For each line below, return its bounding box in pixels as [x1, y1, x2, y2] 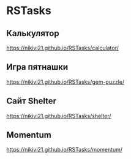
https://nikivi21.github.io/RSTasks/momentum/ [6, 146, 123, 153]
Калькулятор [6, 28, 59, 39]
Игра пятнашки [6, 62, 69, 72]
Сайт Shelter [6, 96, 57, 106]
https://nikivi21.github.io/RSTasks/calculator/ [6, 44, 119, 51]
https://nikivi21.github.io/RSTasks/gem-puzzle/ [6, 78, 124, 86]
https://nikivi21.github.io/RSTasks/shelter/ [6, 112, 111, 119]
